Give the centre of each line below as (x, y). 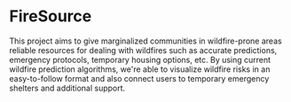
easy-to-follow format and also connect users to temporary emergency (139, 78)
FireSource (51, 16)
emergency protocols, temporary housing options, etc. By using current (140, 59)
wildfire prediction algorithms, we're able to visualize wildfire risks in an (140, 69)
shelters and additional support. (67, 88)
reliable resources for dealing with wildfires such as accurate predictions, (143, 50)
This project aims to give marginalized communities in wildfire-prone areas (145, 41)
